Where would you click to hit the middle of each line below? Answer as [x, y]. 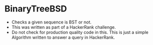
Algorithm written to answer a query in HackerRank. [63, 37]
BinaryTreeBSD [36, 9]
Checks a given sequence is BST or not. [51, 22]
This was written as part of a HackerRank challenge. [64, 27]
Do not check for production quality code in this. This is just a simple [80, 32]
